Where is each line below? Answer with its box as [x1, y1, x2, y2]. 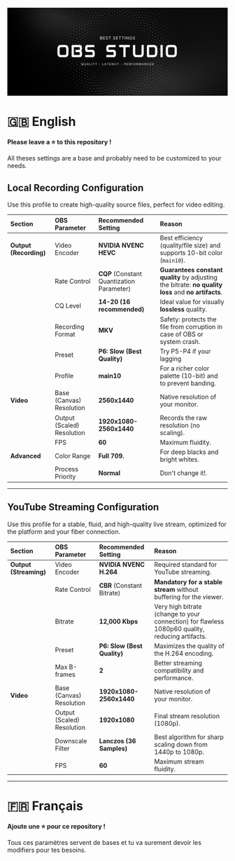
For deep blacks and [159, 448, 219, 456]
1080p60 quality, [154, 624, 205, 633]
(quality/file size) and [159, 241, 221, 249]
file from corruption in [159, 322, 222, 331]
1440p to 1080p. [154, 748, 204, 757]
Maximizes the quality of [154, 642, 225, 650]
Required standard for [154, 560, 218, 569]
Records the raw [159, 413, 208, 422]
